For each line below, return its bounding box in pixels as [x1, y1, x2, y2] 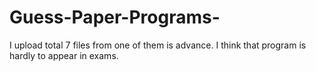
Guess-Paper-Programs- [9, 6, 221, 29]
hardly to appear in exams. [9, 49, 119, 61]
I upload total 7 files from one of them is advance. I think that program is [9, 39, 307, 51]
